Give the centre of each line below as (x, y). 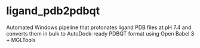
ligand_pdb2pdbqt (53, 11)
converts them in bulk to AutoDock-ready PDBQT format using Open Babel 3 (100, 33)
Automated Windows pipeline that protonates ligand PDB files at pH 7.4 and (99, 27)
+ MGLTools (21, 40)
